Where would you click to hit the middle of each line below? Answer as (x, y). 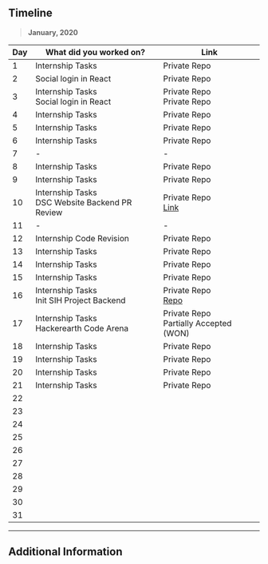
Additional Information (65, 552)
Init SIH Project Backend (81, 300)
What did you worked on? (95, 52)
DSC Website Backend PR (84, 202)
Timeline (31, 13)
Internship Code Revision (82, 238)
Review (49, 212)
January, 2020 (53, 32)
